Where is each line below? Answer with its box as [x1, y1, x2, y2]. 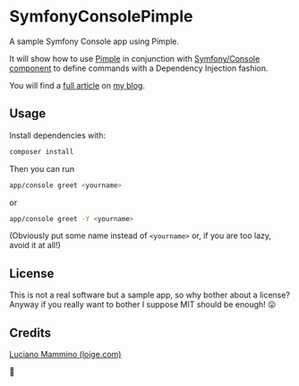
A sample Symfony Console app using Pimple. [9, 36, 180, 47]
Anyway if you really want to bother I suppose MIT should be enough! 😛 [9, 299, 277, 310]
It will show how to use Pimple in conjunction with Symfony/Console [9, 53, 261, 64]
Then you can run [9, 163, 74, 174]
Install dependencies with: [9, 130, 107, 141]
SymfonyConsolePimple [9, 6, 193, 27]
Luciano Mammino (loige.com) [9, 349, 122, 359]
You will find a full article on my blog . [9, 80, 146, 90]
